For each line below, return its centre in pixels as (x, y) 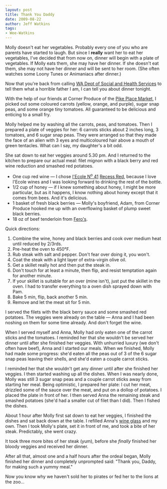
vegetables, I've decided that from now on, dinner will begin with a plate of (82, 58)
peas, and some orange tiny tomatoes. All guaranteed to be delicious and (80, 109)
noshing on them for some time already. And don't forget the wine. (74, 322)
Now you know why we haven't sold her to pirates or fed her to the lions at (82, 476)
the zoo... (15, 481)
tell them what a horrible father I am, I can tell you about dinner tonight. (78, 89)
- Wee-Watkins (20, 33)
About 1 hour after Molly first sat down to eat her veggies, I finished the (78, 415)
